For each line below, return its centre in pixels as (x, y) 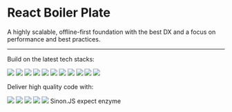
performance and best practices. (54, 39)
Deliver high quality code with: (50, 86)
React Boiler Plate (59, 13)
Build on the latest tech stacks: (51, 59)
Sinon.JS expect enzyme (86, 101)
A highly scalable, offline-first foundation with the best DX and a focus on (112, 32)
